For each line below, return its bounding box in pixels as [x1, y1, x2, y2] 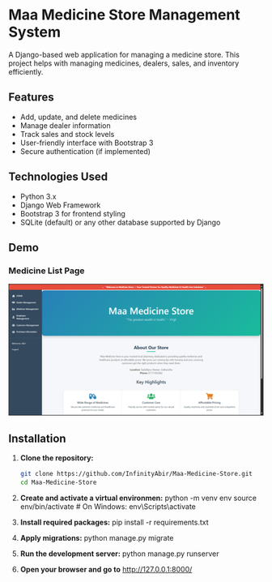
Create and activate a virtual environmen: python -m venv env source [19, 493, 257, 503]
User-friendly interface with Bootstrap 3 [19, 138, 154, 148]
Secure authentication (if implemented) [19, 146, 151, 156]
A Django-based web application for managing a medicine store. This [8, 49, 240, 59]
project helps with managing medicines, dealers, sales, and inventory [8, 58, 240, 68]
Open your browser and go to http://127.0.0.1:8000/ [19, 564, 193, 574]
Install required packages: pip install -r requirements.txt [19, 517, 209, 527]
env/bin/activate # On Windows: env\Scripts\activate [19, 501, 196, 511]
